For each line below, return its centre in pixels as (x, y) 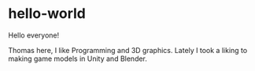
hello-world (47, 14)
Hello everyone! (34, 35)
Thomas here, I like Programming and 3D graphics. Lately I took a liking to (128, 50)
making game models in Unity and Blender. (78, 59)
